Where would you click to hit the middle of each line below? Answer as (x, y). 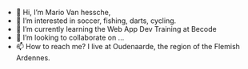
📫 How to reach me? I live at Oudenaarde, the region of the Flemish (128, 46)
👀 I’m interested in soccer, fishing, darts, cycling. (96, 21)
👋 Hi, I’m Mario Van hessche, (63, 12)
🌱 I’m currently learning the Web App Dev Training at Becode (116, 29)
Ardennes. (33, 58)
